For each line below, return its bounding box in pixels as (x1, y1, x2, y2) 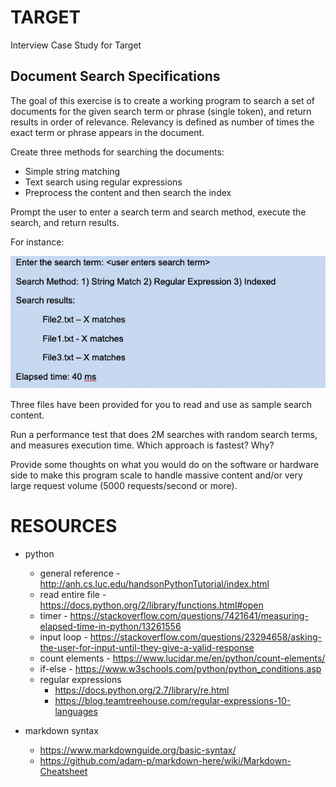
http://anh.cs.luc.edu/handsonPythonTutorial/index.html (39, 577, 270, 590)
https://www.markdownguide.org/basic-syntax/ (39, 744, 237, 756)
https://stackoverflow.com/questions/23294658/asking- (89, 631, 322, 643)
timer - (39, 609, 68, 621)
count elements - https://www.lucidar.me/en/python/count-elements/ (39, 652, 326, 664)
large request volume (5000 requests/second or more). (10, 479, 238, 491)
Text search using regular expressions (24, 176, 183, 188)
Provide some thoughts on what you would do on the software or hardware (10, 458, 320, 470)
